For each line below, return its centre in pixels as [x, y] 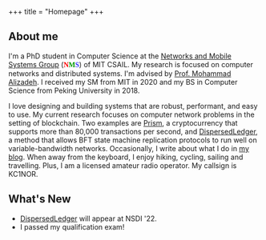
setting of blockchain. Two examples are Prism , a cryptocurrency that [123, 122]
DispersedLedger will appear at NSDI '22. [89, 218]
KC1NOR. [23, 174]
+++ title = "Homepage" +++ [56, 12]
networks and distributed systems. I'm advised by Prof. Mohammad [120, 73]
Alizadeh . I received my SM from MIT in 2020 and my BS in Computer [123, 82]
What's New [40, 199]
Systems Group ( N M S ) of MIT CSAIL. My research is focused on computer [131, 64]
